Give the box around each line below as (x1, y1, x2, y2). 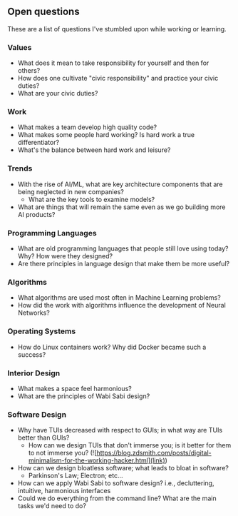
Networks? (17, 308, 50, 317)
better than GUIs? (17, 433, 70, 442)
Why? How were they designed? (17, 252, 113, 260)
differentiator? (17, 138, 59, 147)
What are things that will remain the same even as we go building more (17, 203, 226, 211)
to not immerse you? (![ (28, 449, 97, 457)
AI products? (17, 210, 56, 218)
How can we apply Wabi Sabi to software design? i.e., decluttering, (17, 479, 214, 487)
